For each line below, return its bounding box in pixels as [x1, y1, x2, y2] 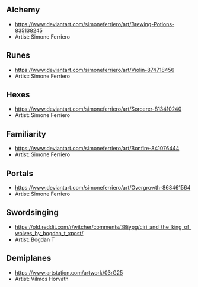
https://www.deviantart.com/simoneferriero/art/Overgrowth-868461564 [14, 184, 191, 191]
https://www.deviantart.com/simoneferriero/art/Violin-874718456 [14, 66, 175, 73]
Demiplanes [6, 253, 52, 263]
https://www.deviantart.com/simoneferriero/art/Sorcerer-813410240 [14, 105, 182, 112]
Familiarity [6, 129, 46, 139]
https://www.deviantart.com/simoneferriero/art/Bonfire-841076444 [14, 145, 180, 152]
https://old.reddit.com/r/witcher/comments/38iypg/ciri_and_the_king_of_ [14, 223, 191, 231]
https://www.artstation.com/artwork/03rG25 [14, 269, 123, 276]
